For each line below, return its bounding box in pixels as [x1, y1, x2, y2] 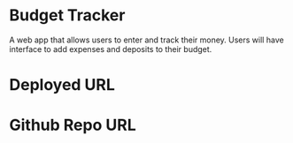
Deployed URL [9, 75, 115, 95]
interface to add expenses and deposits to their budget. [9, 43, 212, 54]
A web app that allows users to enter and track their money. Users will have [9, 34, 285, 45]
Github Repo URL [9, 116, 136, 135]
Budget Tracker [9, 5, 126, 26]
